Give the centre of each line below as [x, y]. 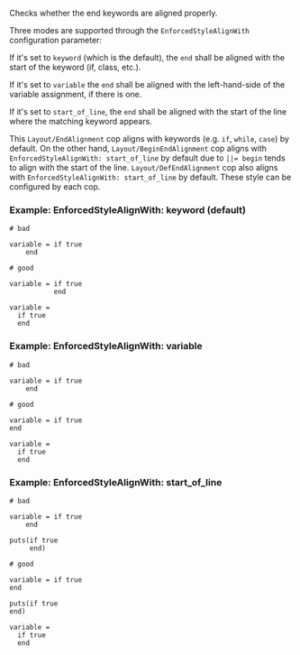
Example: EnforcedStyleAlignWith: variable [106, 346]
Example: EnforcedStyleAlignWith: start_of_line [116, 482]
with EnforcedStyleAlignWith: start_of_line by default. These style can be [150, 177]
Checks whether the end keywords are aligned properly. [114, 13]
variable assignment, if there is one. [76, 94]
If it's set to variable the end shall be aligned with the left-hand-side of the [147, 84]
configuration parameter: [55, 40]
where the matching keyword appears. [81, 121]
